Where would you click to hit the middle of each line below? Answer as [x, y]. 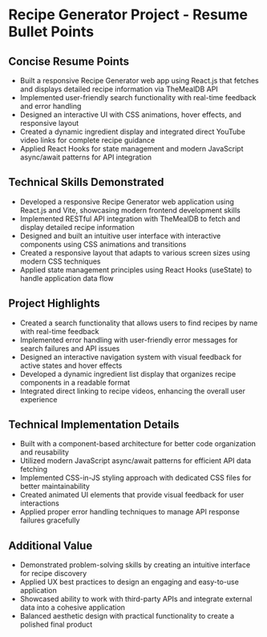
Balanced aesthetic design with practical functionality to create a [127, 616]
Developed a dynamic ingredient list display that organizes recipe [128, 373]
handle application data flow [67, 278]
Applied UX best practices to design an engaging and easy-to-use [129, 582]
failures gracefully [50, 520]
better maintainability [55, 486]
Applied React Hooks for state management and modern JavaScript [131, 149]
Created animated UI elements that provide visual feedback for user [132, 495]
